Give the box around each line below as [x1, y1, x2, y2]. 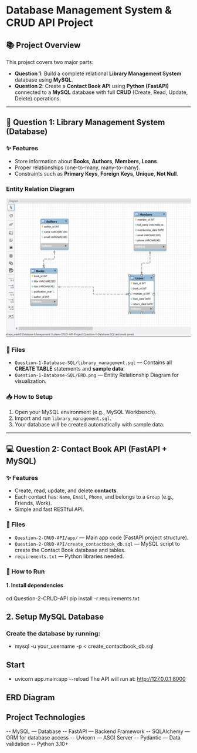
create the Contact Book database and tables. [14, 546, 126, 553]
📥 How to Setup [6, 393, 53, 401]
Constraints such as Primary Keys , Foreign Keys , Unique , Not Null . [14, 170, 179, 177]
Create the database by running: [6, 630, 101, 638]
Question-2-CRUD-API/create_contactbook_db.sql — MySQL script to [14, 540, 181, 547]
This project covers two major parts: [6, 59, 94, 65]
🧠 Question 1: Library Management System [6, 117, 165, 127]
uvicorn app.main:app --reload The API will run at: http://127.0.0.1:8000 [14, 675, 186, 683]
